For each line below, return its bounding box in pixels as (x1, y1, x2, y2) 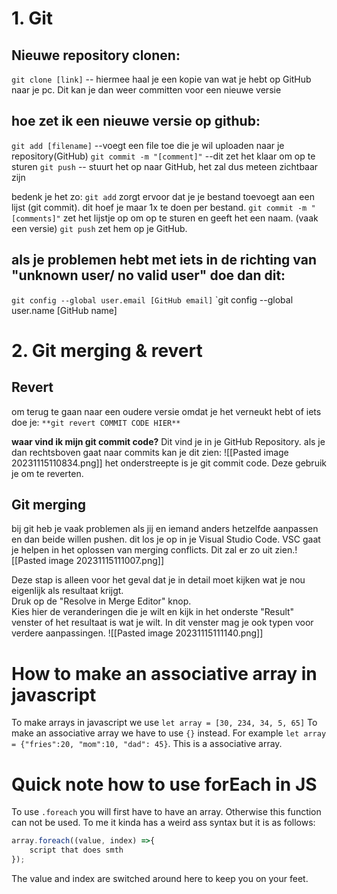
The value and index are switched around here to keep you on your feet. (11, 872, 309, 884)
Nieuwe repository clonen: (11, 47, 181, 64)
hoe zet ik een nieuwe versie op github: (11, 113, 261, 130)
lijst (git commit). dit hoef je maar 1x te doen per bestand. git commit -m (11, 201, 308, 213)
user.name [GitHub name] (11, 304, 118, 316)
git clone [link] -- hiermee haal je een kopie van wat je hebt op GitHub (11, 73, 312, 85)
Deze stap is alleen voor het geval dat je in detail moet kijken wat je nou (11, 574, 306, 586)
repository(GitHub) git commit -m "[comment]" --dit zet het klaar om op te (11, 150, 316, 162)
